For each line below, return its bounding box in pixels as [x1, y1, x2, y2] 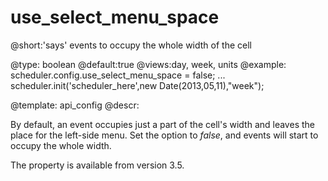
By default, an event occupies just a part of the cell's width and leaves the [10, 118, 315, 130]
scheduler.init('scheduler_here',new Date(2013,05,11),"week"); [10, 79, 265, 91]
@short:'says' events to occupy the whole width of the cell [10, 39, 252, 51]
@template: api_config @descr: [10, 99, 140, 111]
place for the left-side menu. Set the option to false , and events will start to [10, 129, 319, 141]
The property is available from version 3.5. [10, 159, 185, 171]
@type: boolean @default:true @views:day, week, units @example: [10, 58, 287, 70]
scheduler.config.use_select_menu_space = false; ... [10, 69, 226, 81]
